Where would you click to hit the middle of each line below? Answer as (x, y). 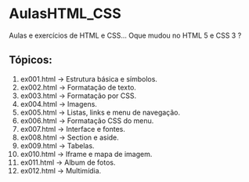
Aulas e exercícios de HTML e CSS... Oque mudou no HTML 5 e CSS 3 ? (125, 35)
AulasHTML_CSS (65, 14)
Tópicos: (31, 60)
